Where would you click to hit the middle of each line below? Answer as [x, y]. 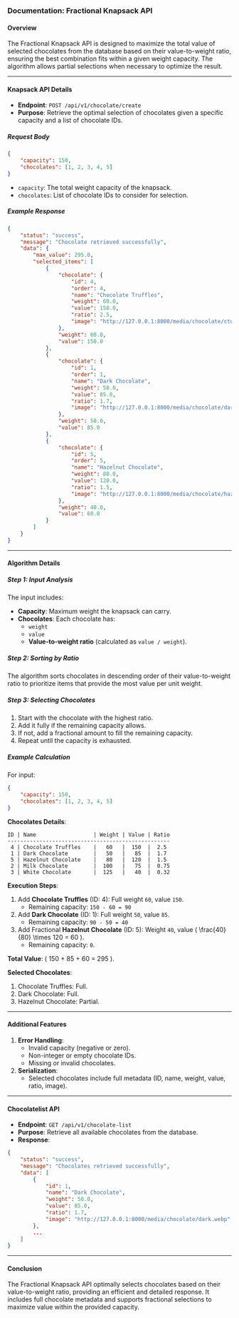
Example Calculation [39, 757]
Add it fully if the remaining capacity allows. [82, 726]
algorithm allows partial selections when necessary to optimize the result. [115, 66]
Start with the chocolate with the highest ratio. [85, 718]
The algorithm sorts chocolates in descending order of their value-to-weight [119, 676]
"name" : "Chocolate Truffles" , [117, 295]
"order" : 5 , [89, 461]
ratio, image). [48, 1085]
